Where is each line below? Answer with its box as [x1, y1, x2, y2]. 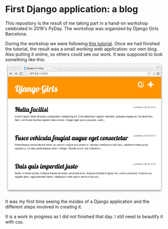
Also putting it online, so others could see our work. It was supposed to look [5, 51, 163, 57]
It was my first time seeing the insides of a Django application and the [5, 198, 150, 204]
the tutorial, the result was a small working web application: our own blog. [5, 46, 158, 52]
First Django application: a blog [5, 4, 138, 15]
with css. [5, 219, 24, 225]
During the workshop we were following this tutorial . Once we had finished [5, 40, 160, 46]
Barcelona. [5, 31, 28, 37]
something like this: [5, 56, 46, 62]
